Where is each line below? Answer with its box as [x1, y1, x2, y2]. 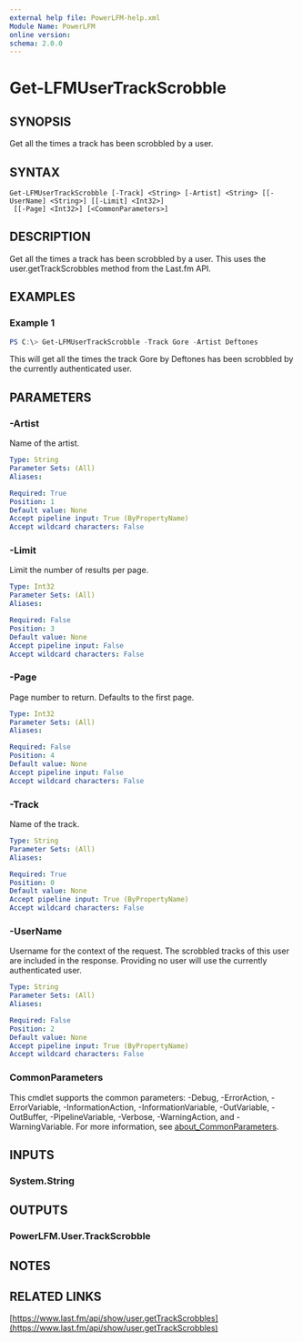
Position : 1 [9, 497, 55, 506]
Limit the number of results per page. [9, 565, 149, 576]
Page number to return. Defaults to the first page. [9, 691, 195, 702]
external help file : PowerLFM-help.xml [9, 13, 161, 23]
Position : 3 [9, 624, 55, 633]
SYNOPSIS [9, 114, 72, 129]
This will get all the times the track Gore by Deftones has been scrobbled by [9, 354, 294, 365]
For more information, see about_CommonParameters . [76, 1121, 279, 1132]
